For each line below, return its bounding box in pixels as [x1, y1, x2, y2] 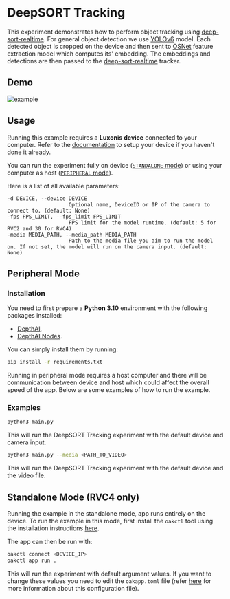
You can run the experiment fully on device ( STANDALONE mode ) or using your [7, 161, 222, 169]
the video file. [7, 471, 46, 479]
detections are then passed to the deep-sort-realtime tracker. [7, 56, 181, 65]
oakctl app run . [7, 557, 57, 564]
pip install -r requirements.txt [7, 359, 103, 366]
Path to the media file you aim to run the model [68, 237, 214, 244]
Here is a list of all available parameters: [7, 182, 120, 190]
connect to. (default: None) [7, 207, 91, 214]
